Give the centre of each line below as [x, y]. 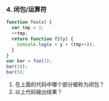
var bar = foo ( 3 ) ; [29, 61]
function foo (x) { [29, 22]
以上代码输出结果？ [39, 92]
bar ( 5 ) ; [16, 72]
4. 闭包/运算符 [26, 9]
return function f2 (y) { [43, 39]
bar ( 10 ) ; [17, 67]
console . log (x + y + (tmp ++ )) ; [56, 44]
